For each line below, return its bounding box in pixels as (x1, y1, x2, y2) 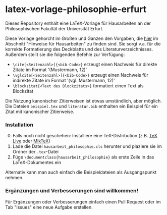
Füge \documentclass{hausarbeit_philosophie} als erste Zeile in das (12, 154, 154, 160)
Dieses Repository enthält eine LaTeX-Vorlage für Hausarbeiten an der (5, 20, 151, 26)
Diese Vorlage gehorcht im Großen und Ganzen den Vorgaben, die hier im (5, 35, 158, 41)
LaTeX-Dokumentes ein (12, 159, 62, 166)
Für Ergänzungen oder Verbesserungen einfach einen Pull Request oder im (5, 198, 161, 205)
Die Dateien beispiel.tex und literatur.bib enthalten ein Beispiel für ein (5, 103, 158, 109)
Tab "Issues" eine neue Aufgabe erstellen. (5, 204, 93, 210)
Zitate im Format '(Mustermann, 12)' (12, 67, 87, 73)
